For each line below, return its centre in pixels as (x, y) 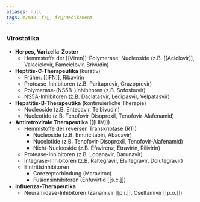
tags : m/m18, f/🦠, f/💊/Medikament (50, 17)
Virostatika (23, 39)
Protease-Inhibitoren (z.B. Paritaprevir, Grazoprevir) (88, 84)
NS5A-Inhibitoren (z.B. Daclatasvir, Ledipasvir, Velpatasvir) (97, 96)
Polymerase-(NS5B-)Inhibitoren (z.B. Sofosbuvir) (85, 90)
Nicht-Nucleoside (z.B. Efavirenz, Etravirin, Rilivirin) (97, 148)
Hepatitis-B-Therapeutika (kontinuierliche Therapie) (80, 103)
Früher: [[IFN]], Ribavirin (54, 77)
